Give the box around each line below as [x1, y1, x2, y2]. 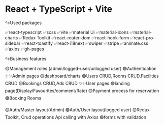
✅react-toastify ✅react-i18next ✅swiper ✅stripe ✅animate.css [21, 40, 149, 46]
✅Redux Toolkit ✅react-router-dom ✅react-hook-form [19, 34, 130, 40]
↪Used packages [5, 20, 42, 26]
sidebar [5, 40, 21, 46]
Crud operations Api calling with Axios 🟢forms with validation [21, 114, 147, 120]
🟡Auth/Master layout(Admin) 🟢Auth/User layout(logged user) [5, 107, 131, 113]
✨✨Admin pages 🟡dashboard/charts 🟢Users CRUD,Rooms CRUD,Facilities [5, 73, 159, 79]
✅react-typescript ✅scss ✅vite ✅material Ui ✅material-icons [5, 29, 129, 35]
